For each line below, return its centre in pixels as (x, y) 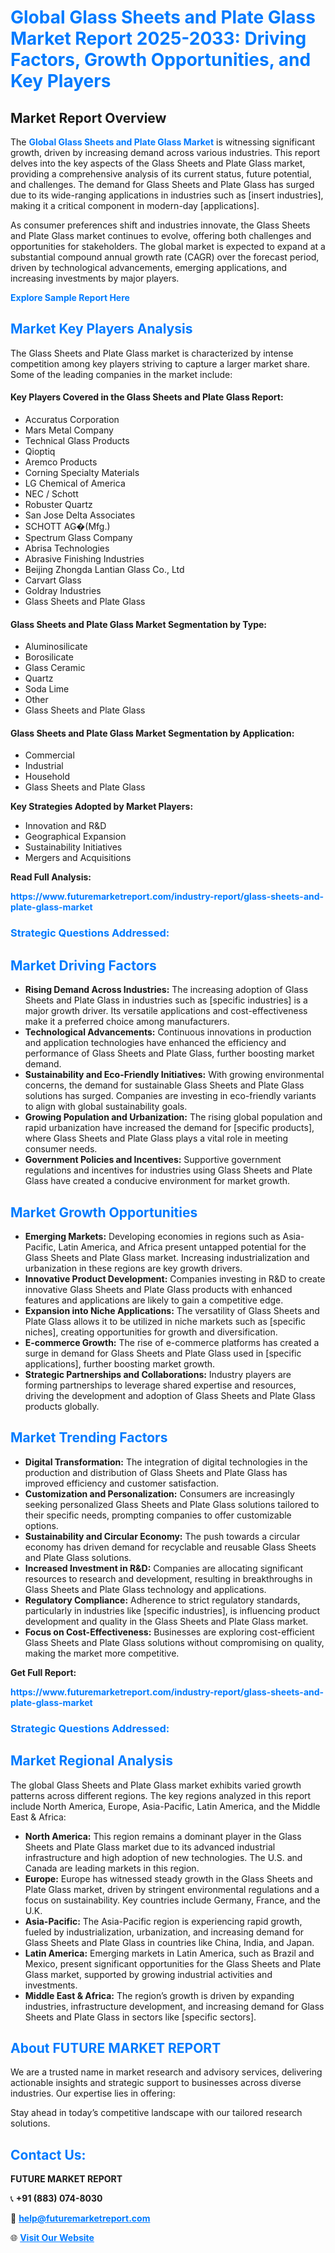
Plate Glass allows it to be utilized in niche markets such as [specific (165, 1321)
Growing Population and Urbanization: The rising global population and (173, 1117)
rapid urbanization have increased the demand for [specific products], (169, 1128)
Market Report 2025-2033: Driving (158, 38)
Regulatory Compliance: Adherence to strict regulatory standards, (162, 1600)
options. (41, 1525)
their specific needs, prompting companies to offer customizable (158, 1515)
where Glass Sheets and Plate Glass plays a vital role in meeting (156, 1138)
